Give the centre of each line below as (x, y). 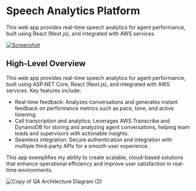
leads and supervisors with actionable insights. (72, 133)
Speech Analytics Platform (73, 11)
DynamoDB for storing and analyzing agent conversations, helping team (102, 127)
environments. (35, 170)
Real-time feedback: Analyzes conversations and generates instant (96, 102)
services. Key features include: (44, 90)
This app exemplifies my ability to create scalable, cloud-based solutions (95, 157)
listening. (26, 114)
